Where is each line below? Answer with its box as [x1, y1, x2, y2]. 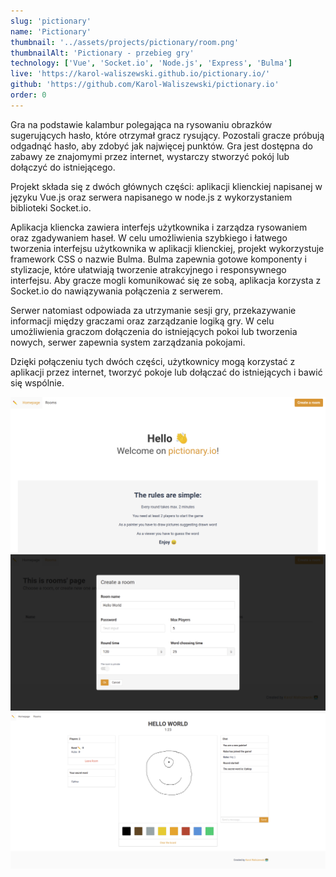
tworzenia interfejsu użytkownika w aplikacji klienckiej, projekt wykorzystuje [10, 242, 325, 254]
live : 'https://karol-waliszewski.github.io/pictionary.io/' [10, 69, 271, 79]
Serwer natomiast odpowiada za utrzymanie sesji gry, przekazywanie [10, 304, 297, 316]
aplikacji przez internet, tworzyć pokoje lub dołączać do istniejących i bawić [10, 366, 323, 378]
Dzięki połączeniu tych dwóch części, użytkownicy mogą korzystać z [10, 355, 296, 367]
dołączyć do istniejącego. [10, 161, 116, 173]
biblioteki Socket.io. [10, 201, 92, 214]
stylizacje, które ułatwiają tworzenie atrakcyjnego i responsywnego [10, 263, 287, 275]
